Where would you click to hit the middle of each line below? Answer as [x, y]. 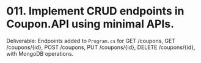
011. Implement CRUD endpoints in [95, 11]
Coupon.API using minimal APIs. [90, 24]
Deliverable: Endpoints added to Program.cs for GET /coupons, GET [91, 41]
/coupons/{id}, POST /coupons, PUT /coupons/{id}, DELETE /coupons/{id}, [101, 47]
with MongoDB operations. [40, 53]
